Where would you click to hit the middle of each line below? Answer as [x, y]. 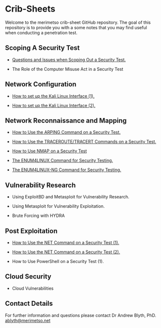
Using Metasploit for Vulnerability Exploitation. [58, 206]
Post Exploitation [31, 231]
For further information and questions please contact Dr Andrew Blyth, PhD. [81, 315]
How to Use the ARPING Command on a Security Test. [66, 132]
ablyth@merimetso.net [28, 320]
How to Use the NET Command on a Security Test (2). [66, 252]
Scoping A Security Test [42, 48]
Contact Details [29, 303]
